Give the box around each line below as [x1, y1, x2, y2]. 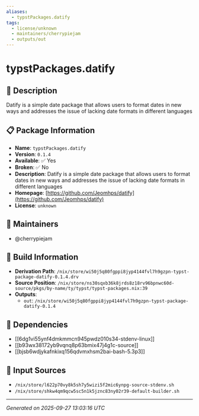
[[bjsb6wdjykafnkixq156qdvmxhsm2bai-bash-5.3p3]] [14, 348, 145, 355]
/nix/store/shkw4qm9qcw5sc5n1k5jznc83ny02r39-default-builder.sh [14, 389, 179, 395]
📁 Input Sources [6, 365, 66, 375]
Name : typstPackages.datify [14, 144, 86, 152]
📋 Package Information [6, 125, 95, 135]
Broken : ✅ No [14, 163, 49, 171]
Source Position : [14, 279, 56, 286]
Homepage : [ [14, 189, 48, 196]
